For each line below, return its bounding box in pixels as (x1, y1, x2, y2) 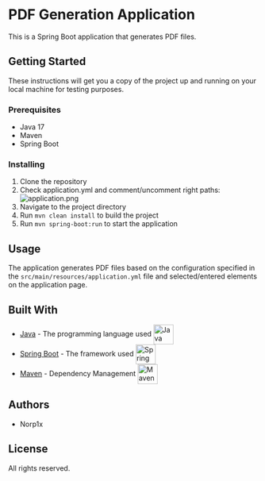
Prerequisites (8, 104, 61, 115)
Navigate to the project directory (19, 202, 127, 212)
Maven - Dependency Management (19, 368, 136, 378)
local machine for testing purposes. (8, 84, 125, 94)
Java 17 (19, 122, 45, 132)
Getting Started (8, 55, 86, 68)
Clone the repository (19, 177, 87, 187)
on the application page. (8, 280, 88, 290)
